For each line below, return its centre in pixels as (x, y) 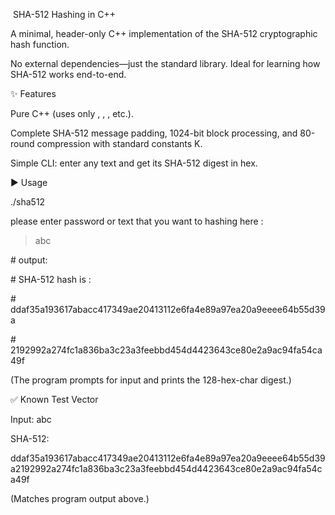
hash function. (40, 44)
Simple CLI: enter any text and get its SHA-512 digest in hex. (134, 163)
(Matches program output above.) (80, 498)
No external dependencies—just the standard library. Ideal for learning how (165, 63)
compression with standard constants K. (119, 143)
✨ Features (33, 93)
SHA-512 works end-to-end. (68, 74)
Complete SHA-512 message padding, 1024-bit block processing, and (154, 133)
